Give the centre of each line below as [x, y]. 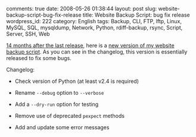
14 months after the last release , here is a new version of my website [90, 45]
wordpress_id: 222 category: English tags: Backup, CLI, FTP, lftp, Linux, [94, 21]
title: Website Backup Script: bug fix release [136, 15]
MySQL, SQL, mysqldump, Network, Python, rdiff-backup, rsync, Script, [94, 27]
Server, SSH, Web [28, 34]
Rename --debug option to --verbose [59, 93]
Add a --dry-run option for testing [57, 104]
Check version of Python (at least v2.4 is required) [77, 81]
